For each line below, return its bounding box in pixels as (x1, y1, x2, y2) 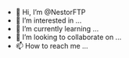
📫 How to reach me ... (15, 42, 88, 50)
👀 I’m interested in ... (15, 16, 82, 25)
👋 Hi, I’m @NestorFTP (15, 8, 86, 16)
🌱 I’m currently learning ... (15, 24, 99, 33)
